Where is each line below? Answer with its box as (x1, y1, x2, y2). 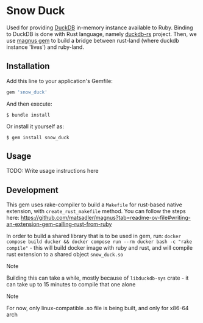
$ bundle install (6, 112, 51, 118)
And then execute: (6, 100, 52, 107)
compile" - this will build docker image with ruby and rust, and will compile (6, 244, 193, 252)
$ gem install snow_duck (6, 134, 69, 140)
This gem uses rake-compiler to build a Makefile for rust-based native (6, 201, 183, 208)
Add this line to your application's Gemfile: (6, 77, 113, 84)
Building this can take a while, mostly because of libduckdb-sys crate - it (6, 274, 189, 281)
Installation (6, 61, 50, 71)
